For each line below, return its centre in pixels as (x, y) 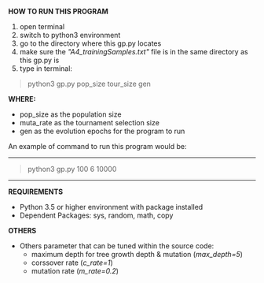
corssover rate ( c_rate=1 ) (72, 263)
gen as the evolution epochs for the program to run (102, 131)
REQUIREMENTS (36, 192)
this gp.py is (39, 60)
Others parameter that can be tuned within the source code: (117, 246)
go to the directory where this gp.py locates (90, 43)
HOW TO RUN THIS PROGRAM (58, 11)
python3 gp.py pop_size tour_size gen (89, 84)
